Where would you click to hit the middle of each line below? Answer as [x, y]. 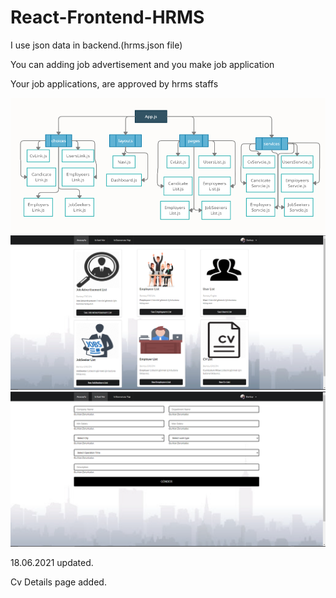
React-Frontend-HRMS [107, 17]
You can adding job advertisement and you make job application [142, 64]
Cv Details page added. [58, 582]
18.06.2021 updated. [52, 563]
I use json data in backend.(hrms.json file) [96, 45]
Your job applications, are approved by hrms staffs [114, 83]
